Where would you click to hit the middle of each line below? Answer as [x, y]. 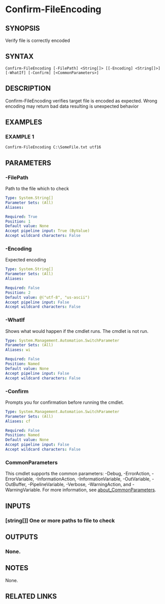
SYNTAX [20, 56]
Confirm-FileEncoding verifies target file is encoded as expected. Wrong [81, 101]
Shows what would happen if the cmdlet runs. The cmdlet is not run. [77, 331]
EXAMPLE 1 [20, 136]
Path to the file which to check [37, 188]
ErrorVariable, [20, 479]
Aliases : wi [18, 350]
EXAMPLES [24, 122]
